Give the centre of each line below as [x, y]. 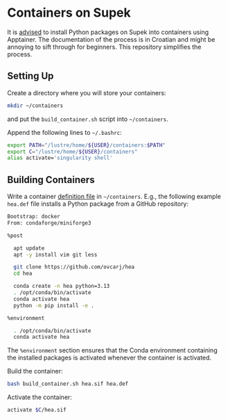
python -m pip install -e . [54, 305]
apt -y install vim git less [55, 255]
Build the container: [35, 371]
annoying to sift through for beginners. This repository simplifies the [104, 47]
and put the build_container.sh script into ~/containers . [88, 119]
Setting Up [30, 76]
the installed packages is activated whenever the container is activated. [109, 358]
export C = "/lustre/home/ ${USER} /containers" [72, 152]
